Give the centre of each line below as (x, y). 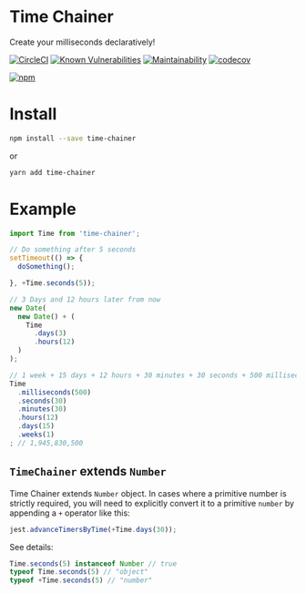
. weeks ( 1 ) (36, 435)
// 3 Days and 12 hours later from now (85, 299)
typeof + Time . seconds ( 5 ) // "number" (81, 580)
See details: (31, 547)
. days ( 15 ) (36, 426)
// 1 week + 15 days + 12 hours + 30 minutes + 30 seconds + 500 (136, 375)
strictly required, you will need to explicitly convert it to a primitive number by (152, 503)
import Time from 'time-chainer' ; (75, 233)
